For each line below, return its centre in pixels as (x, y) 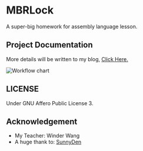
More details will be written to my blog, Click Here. (67, 59)
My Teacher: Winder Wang (47, 136)
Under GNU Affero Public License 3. (50, 103)
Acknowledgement (42, 121)
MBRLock (30, 10)
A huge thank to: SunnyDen (48, 142)
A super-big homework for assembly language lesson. (72, 26)
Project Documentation (49, 45)
